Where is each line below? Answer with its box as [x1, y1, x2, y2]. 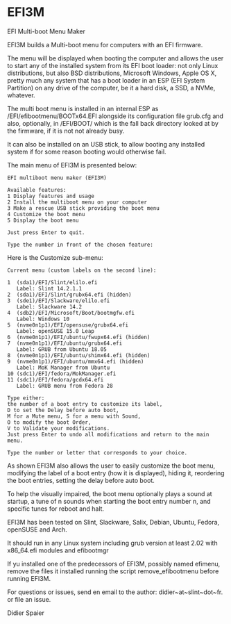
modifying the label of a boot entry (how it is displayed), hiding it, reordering [7, 468, 225, 477]
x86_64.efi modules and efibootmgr [7, 546, 109, 555]
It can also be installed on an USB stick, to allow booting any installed [7, 140, 205, 148]
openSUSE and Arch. [7, 525, 67, 534]
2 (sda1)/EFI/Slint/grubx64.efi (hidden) [7, 291, 132, 298]
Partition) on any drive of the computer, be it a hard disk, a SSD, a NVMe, [7, 83, 216, 92]
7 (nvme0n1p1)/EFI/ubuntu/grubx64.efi [7, 340, 123, 347]
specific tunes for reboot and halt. [7, 504, 105, 513]
